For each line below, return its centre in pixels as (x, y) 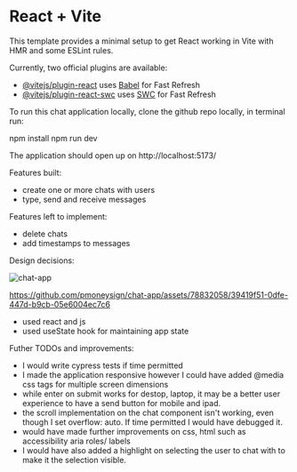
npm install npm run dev (53, 138)
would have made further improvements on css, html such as (134, 431)
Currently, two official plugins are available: (88, 68)
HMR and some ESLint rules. (61, 50)
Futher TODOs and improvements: (72, 348)
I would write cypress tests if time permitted (103, 365)
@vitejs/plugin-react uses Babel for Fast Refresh (111, 84)
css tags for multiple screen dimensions (95, 384)
